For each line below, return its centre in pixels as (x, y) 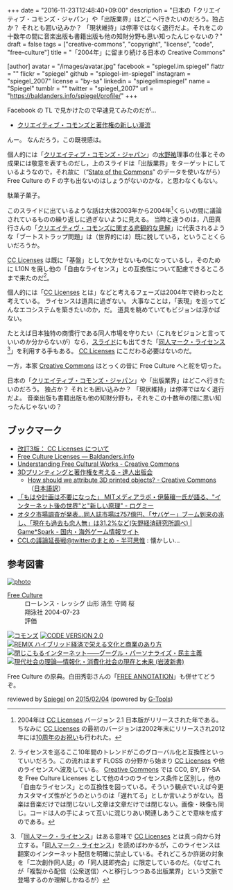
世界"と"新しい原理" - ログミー (110, 505)
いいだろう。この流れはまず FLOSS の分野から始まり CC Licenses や (121, 761)
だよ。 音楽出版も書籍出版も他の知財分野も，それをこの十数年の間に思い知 (114, 398)
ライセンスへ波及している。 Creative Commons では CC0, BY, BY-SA (122, 769)
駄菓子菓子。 (25, 195)
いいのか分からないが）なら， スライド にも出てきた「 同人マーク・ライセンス (116, 342)
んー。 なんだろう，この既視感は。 (56, 140)
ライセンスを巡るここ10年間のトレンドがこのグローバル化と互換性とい (118, 752)
